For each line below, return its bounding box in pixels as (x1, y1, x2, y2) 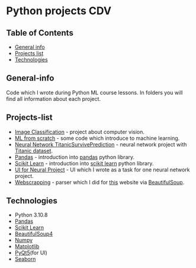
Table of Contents (6, 28, 74, 38)
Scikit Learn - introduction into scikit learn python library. (14, 159, 154, 167)
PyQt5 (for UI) (14, 249, 47, 256)
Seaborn (14, 256, 36, 263)
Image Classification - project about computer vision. (14, 128, 145, 135)
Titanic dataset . (14, 147, 53, 154)
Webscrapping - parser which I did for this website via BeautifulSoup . (14, 178, 185, 186)
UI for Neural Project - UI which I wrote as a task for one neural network (14, 166, 190, 173)
